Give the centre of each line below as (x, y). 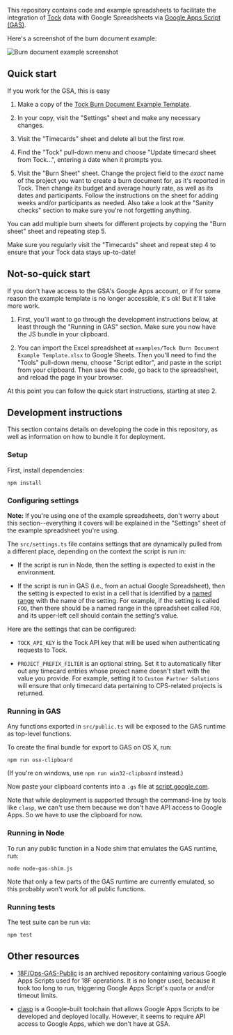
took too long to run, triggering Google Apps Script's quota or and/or (115, 988)
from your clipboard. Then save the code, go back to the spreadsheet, (118, 370)
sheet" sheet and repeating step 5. (57, 231)
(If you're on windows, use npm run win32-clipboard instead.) (95, 773)
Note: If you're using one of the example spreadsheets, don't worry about (113, 516)
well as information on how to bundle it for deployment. (86, 437)
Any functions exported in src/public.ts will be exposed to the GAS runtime (116, 727)
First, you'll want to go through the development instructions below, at (118, 319)
